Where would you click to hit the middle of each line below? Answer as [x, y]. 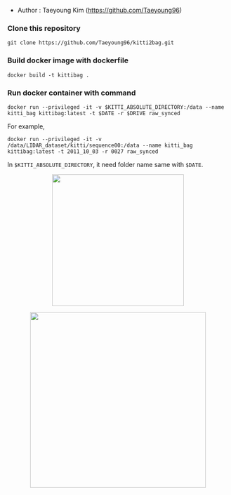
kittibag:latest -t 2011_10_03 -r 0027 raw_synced [83, 151]
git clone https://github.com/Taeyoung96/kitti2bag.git [91, 43]
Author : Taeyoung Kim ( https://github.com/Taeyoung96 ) [100, 10]
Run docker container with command [72, 93]
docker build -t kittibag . [48, 75]
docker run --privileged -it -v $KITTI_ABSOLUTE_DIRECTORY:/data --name [116, 107]
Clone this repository [44, 28]
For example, [26, 126]
